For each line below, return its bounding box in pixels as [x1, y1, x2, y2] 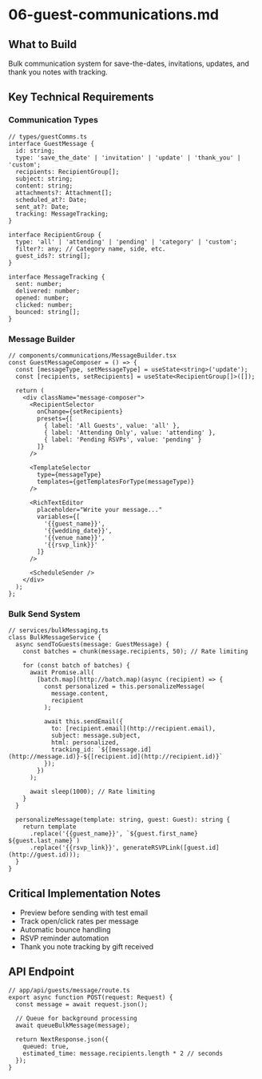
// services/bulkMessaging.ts [8, 626, 109, 634]
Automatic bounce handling [19, 925, 111, 935]
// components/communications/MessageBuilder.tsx [8, 351, 177, 360]
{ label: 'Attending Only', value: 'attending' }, [43, 429, 216, 437]
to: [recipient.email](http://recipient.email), [50, 725, 216, 733]
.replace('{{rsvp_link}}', [29, 843, 120, 852]
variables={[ [37, 513, 81, 521]
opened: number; [15, 294, 69, 302]
